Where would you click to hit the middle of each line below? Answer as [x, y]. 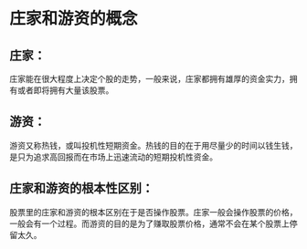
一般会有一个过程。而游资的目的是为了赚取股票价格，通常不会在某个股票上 [149, 223]
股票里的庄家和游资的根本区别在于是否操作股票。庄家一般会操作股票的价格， [153, 212]
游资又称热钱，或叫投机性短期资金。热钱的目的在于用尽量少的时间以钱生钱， [153, 145]
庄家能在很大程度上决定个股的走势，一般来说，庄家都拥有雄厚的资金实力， [149, 79]
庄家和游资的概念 [74, 19]
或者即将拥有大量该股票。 [65, 90]
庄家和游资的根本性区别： [81, 188]
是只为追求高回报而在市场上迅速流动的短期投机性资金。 [113, 157]
